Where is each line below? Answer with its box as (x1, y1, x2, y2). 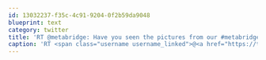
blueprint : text (8, 19, 62, 26)
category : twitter (8, 26, 69, 34)
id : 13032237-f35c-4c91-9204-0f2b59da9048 (8, 11, 150, 19)
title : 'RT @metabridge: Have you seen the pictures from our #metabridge (8, 33, 260, 41)
